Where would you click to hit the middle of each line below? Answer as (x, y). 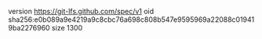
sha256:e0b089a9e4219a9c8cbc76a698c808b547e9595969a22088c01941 (131, 19)
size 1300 (67, 28)
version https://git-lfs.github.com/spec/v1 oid (81, 11)
